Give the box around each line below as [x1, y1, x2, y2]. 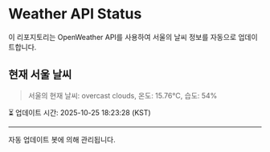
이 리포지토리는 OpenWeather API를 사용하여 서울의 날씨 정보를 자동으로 [8, 32, 237, 42]
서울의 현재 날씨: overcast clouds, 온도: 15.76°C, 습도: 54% [27, 90, 218, 100]
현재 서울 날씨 [8, 68, 72, 82]
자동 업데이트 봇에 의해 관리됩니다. [8, 134, 116, 144]
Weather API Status [8, 5, 142, 23]
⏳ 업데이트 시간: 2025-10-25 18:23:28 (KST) [8, 107, 151, 117]
